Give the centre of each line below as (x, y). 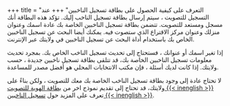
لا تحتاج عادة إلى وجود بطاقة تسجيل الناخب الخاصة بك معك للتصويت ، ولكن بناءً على (114, 81)
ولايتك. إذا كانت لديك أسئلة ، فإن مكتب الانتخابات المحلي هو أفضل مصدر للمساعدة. (113, 67)
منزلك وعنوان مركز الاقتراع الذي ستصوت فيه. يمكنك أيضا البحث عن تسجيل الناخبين (114, 32)
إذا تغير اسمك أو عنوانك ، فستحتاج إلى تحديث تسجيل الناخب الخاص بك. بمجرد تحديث (115, 52)
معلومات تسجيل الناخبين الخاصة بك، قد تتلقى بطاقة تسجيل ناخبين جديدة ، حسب (109, 60)
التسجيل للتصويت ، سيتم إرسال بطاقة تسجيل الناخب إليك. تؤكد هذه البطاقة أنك (108, 17)
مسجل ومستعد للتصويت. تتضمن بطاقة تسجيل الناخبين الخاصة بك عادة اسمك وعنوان (115, 24)
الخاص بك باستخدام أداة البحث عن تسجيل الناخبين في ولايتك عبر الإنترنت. (101, 39)
